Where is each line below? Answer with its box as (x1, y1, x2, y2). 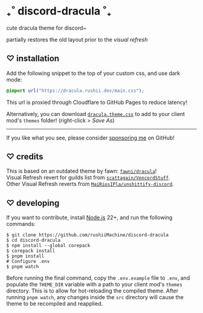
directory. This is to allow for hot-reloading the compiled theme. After (6, 287, 179, 294)
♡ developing (6, 198, 60, 208)
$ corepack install (6, 248, 56, 254)
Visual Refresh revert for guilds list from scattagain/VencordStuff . (6, 174, 170, 181)
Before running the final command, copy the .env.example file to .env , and (6, 274, 190, 282)
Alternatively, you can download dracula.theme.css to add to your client (6, 110, 185, 117)
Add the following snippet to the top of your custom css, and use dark (6, 69, 180, 77)
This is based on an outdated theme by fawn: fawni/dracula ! (6, 167, 157, 175)
